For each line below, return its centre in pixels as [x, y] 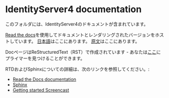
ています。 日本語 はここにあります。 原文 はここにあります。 [77, 41]
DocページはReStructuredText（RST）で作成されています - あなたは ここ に [83, 52]
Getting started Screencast [41, 90]
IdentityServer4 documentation [74, 9]
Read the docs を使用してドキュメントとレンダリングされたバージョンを [80, 35]
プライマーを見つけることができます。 [45, 58]
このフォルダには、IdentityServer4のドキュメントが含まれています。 [77, 24]
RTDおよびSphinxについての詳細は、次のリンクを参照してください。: [77, 69]
